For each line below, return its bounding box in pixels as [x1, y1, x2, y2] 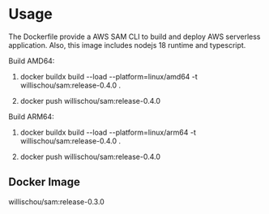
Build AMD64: [8, 56, 55, 66]
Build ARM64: [8, 111, 54, 122]
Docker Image [8, 175, 81, 189]
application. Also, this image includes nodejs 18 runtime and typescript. [8, 40, 246, 49]
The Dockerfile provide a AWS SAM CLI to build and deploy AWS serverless [8, 32, 261, 41]
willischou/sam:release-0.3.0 [8, 196, 105, 207]
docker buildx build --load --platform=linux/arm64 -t [19, 127, 197, 137]
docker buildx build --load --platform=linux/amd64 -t [19, 71, 199, 81]
